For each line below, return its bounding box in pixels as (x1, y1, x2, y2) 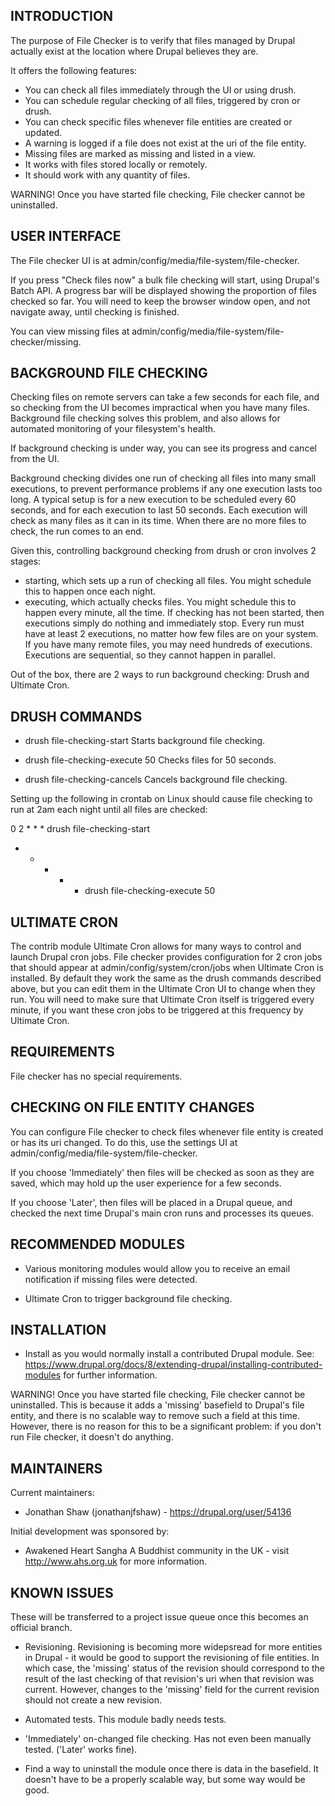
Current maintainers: (10, 1487, 95, 1499)
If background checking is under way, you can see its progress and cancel (10, 442, 317, 454)
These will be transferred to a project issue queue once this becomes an (10, 1610, 309, 1623)
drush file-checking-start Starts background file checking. (24, 735, 266, 747)
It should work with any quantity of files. (24, 169, 191, 181)
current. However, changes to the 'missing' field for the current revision (24, 1683, 320, 1695)
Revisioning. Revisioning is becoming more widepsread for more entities (24, 1640, 323, 1653)
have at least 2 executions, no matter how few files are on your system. (24, 628, 319, 640)
